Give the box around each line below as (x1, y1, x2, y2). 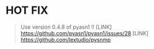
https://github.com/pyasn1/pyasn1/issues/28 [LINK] (20, 29, 149, 36)
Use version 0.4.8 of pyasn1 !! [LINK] (20, 23, 112, 30)
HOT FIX (5, 4, 49, 17)
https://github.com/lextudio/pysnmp (20, 36, 111, 43)
